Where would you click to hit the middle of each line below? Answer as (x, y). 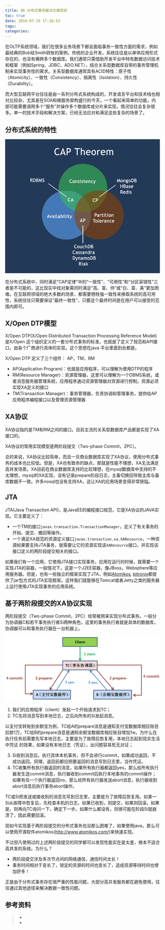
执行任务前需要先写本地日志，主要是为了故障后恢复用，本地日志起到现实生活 (82, 738)
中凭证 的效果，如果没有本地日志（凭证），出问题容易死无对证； (69, 745)
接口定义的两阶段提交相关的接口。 (47, 551)
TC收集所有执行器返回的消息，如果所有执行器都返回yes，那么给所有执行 (85, 768)
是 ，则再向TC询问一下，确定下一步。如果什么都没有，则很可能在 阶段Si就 (79, 809)
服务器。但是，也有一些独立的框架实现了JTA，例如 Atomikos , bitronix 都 (81, 574)
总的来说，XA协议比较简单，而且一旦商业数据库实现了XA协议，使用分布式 (80, 456)
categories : (17, 31)
